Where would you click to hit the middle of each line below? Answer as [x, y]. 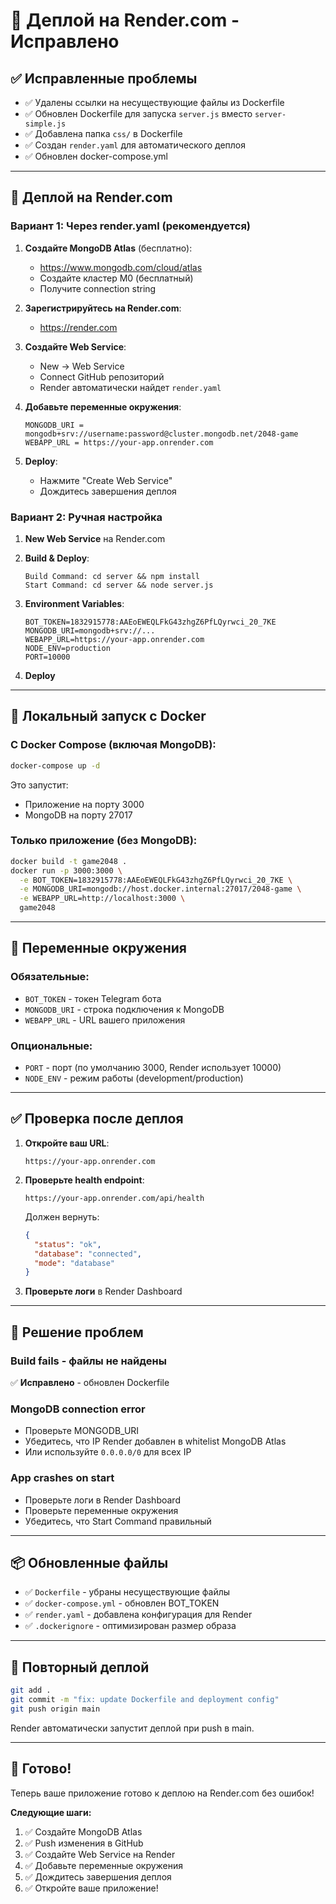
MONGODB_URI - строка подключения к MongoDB [124, 1009]
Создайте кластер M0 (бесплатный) [116, 278]
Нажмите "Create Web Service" [106, 480]
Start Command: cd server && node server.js [119, 585]
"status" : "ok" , [68, 1244]
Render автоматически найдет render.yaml [130, 387]
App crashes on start [62, 1478]
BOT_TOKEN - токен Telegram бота [93, 998]
